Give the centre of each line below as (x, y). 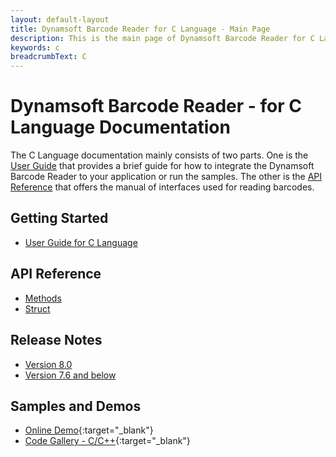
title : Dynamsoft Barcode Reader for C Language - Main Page (140, 29)
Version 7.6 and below (70, 375)
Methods (43, 298)
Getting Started (59, 218)
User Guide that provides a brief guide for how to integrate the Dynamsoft (162, 166)
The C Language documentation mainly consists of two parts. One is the (159, 155)
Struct (37, 308)
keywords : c (35, 47)
